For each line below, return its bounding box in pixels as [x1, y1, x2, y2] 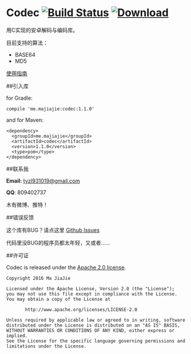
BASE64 [14, 51, 36, 58]
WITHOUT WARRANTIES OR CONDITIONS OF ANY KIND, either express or [6, 327, 175, 334]
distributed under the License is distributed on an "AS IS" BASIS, [6, 322, 180, 328]
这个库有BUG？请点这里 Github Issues [6, 226, 100, 233]
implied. [6, 333, 28, 338]
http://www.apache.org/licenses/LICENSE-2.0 [24, 306, 137, 313]
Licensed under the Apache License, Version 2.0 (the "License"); [6, 285, 175, 292]
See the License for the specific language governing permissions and [6, 338, 186, 344]
